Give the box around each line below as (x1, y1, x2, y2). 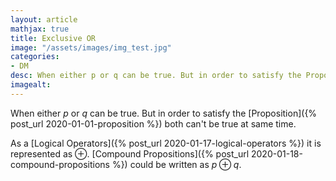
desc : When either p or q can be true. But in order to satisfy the (10, 71, 302, 81)
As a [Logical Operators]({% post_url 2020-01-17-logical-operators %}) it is (10, 137, 322, 149)
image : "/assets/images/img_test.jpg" (10, 42, 172, 53)
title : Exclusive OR (10, 33, 97, 43)
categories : (10, 52, 60, 62)
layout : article (10, 14, 78, 25)
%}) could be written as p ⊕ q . (111, 158, 242, 170)
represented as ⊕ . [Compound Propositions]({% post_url (10, 147, 250, 160)
